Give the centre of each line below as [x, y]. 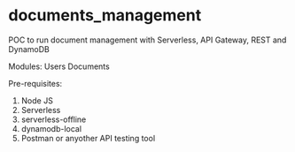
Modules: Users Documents [59, 66]
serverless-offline [54, 119]
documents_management [105, 15]
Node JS [37, 100]
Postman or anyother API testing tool [88, 138]
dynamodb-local [51, 128]
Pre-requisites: [35, 83]
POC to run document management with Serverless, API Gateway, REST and [147, 40]
